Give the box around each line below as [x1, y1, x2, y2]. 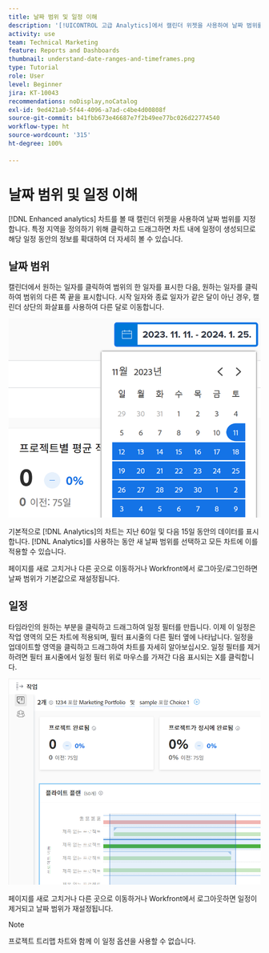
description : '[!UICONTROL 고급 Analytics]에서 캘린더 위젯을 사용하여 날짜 [8, 21, 243, 30]
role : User [8, 72, 45, 80]
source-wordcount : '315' [8, 131, 91, 139]
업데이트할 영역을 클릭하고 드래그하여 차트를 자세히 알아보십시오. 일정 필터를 [8, 642, 246, 651]
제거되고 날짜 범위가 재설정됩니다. [8, 903, 114, 913]
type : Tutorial [8, 64, 59, 72]
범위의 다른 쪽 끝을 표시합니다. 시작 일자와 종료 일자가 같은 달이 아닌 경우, [22, 292, 251, 302]
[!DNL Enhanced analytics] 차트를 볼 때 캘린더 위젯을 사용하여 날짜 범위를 [8, 214, 242, 223]
